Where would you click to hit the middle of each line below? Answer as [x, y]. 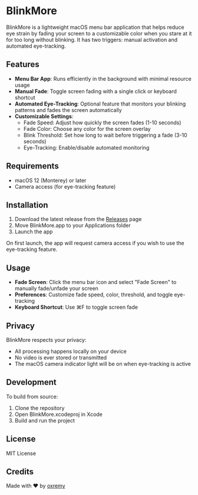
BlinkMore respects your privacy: [46, 340]
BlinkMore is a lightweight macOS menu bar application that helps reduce [95, 27]
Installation [27, 205]
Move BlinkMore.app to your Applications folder [72, 226]
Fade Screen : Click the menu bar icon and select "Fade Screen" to [95, 282]
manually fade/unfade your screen [57, 288]
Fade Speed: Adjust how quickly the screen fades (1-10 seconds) [102, 123]
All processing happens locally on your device [70, 351]
